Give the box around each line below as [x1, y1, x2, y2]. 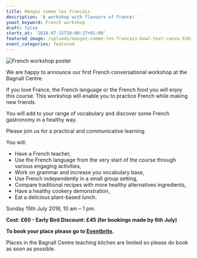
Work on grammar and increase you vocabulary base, [14, 168, 145, 176]
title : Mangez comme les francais [6, 8, 91, 15]
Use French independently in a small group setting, [14, 175, 138, 182]
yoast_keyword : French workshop [6, 19, 85, 25]
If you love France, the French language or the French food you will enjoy [6, 86, 183, 93]
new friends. [6, 98, 36, 105]
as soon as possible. [6, 245, 56, 252]
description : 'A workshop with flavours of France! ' [6, 14, 141, 20]
